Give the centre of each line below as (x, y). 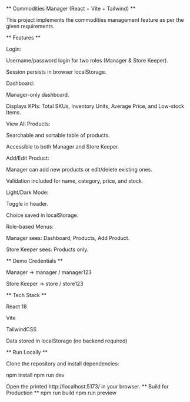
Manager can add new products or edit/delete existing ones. (79, 169)
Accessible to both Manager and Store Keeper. (63, 146)
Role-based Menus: (30, 227)
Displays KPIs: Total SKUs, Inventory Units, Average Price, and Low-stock (95, 106)
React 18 (16, 307)
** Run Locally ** (27, 352)
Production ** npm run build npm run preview (61, 393)
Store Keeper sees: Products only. (47, 249)
